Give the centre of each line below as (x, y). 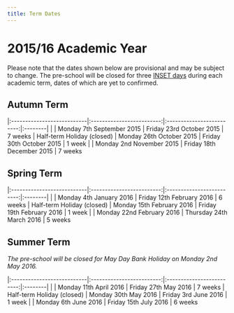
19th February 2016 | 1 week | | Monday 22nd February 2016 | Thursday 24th (117, 213)
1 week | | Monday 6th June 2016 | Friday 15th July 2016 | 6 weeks (103, 302)
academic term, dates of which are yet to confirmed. (83, 83)
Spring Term (35, 173)
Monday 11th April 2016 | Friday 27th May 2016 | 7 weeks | (141, 287)
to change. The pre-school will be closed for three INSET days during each (115, 75)
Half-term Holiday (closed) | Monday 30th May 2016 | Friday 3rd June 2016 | (117, 294)
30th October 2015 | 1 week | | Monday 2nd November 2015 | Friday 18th (111, 144)
